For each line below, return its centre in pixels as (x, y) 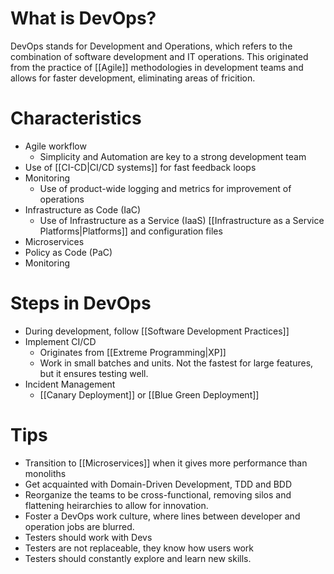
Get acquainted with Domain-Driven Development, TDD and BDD (158, 484)
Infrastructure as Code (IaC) (83, 209)
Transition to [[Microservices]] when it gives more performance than (166, 463)
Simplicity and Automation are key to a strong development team (173, 156)
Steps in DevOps (81, 303)
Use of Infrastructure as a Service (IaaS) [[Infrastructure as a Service (182, 220)
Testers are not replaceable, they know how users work (139, 548)
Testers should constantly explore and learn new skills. (138, 558)
